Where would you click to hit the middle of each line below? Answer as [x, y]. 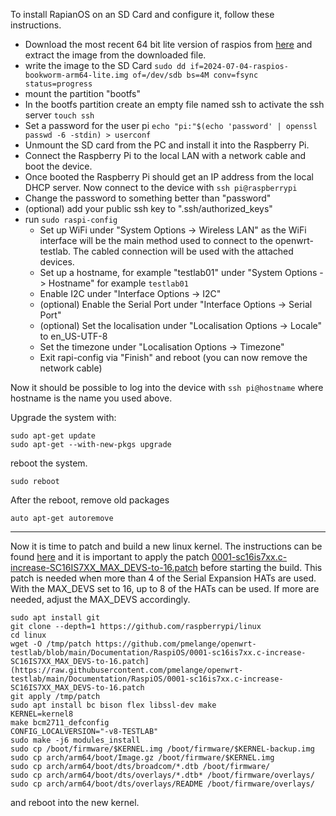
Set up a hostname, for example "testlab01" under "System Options [178, 272]
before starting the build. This [261, 567]
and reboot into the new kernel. [75, 802]
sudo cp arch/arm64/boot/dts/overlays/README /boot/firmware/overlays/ [162, 784]
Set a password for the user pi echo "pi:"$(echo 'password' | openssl [171, 125]
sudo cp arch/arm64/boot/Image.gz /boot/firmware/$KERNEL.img [142, 758]
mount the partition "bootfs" [82, 93]
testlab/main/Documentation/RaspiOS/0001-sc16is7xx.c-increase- [147, 679]
